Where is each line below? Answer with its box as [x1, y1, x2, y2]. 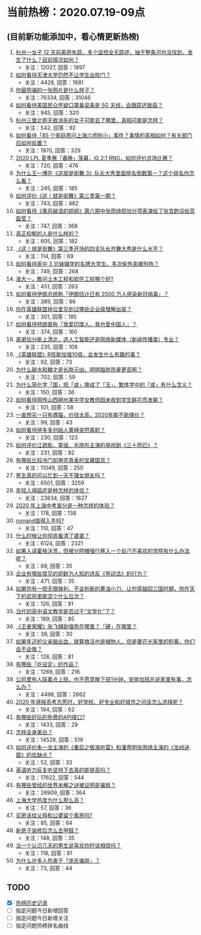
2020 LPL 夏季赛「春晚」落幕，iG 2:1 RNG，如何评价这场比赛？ [15, 155, 173, 161]
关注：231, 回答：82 [24, 449, 75, 456]
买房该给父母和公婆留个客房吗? [15, 812, 93, 819]
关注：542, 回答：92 [24, 125, 76, 131]
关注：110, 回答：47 [24, 525, 74, 532]
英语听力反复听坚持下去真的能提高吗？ [15, 766, 111, 774]
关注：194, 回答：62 [24, 706, 75, 713]
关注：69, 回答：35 [24, 563, 73, 569]
